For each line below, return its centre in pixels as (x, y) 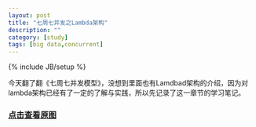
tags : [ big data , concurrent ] (56, 45)
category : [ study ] (38, 37)
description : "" (35, 30)
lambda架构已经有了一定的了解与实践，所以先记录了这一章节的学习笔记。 (127, 93)
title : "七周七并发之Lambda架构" (58, 23)
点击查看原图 (33, 115)
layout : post (29, 15)
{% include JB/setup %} (47, 67)
